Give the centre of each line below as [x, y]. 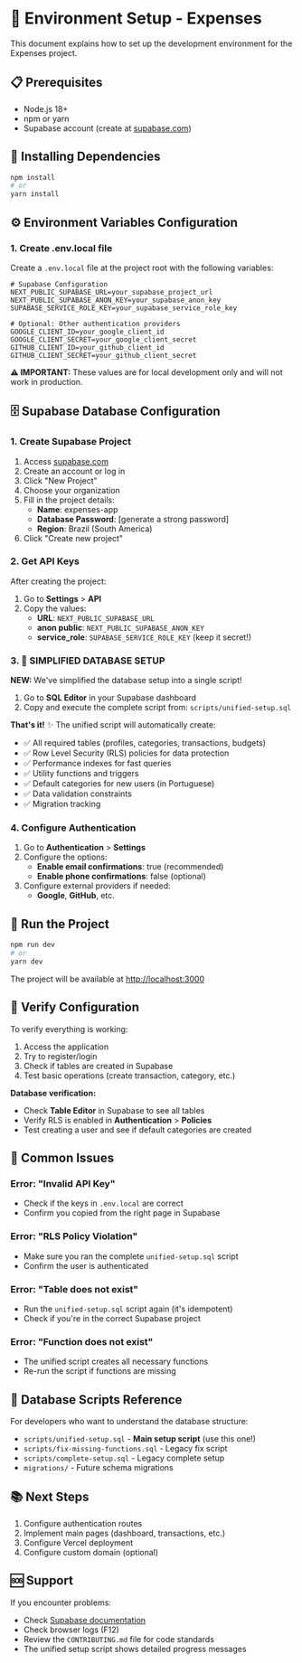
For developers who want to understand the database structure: [129, 1422]
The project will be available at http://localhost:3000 [108, 979]
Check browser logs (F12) [71, 1630]
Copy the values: [55, 608]
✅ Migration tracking [62, 804]
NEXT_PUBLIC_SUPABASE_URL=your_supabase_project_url [112, 292]
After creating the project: [58, 581]
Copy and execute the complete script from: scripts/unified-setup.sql [157, 708]
